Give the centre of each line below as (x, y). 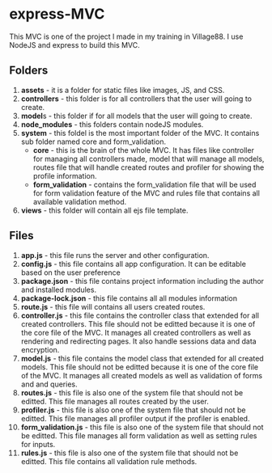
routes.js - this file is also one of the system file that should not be (132, 392)
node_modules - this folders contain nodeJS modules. (112, 124)
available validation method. (80, 201)
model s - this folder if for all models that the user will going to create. (137, 116)
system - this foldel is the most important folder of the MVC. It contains (140, 133)
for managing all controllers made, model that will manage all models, (149, 158)
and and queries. (49, 384)
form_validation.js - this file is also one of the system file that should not (142, 427)
